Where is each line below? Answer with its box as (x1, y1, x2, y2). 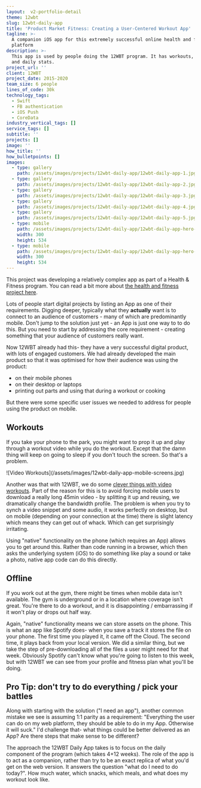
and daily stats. (11, 59, 55, 65)
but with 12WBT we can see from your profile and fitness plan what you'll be (6, 658, 194, 665)
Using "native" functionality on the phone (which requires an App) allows (6, 537, 186, 544)
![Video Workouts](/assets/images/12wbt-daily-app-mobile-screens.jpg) (6, 469, 184, 476)
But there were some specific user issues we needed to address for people (6, 399, 191, 406)
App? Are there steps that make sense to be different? (6, 732, 139, 740)
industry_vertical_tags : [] (6, 120, 77, 126)
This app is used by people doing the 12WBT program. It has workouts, (11, 53, 194, 59)
